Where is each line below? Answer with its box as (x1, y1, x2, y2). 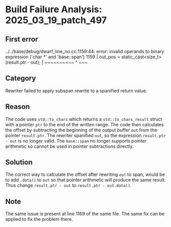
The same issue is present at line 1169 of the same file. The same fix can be (5, 211, 165, 217)
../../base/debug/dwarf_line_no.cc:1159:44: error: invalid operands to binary (5, 49, 164, 54)
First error (5, 35, 38, 43)
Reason (5, 102, 30, 111)
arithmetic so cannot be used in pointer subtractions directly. (5, 143, 134, 149)
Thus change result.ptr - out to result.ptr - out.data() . (5, 183, 132, 189)
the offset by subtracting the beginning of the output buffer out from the (5, 127, 158, 133)
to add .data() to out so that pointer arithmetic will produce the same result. (5, 177, 166, 183)
